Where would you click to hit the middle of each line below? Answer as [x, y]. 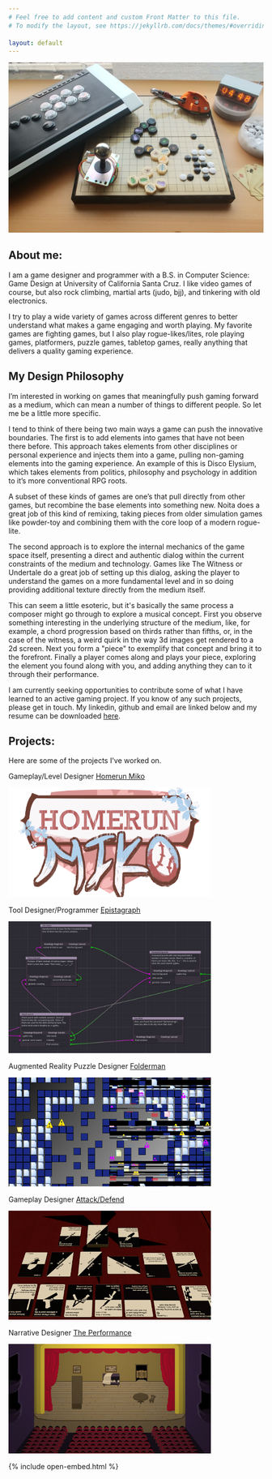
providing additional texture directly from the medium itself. [107, 589]
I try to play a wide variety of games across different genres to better [123, 316]
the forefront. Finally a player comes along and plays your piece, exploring [132, 657]
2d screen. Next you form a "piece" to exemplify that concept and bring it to [135, 648]
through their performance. [54, 674]
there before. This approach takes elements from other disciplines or [123, 446]
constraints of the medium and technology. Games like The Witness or [125, 564]
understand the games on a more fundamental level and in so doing [121, 581]
